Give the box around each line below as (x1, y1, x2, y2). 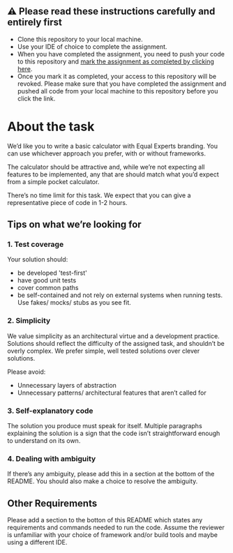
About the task (7, 119, 95, 135)
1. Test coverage (7, 240, 64, 250)
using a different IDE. (7, 538, 68, 547)
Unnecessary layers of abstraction (17, 381, 117, 389)
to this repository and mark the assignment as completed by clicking (17, 57, 215, 66)
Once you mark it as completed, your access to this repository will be (17, 72, 217, 80)
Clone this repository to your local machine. (17, 35, 143, 43)
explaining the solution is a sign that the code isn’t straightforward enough (7, 429, 220, 438)
